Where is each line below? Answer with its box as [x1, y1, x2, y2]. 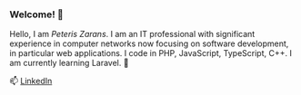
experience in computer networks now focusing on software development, [9, 38, 289, 49]
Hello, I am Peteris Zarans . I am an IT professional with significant [9, 29, 256, 40]
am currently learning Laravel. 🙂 [9, 58, 129, 69]
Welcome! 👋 [9, 8, 64, 21]
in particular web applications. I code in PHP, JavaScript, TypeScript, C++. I [9, 48, 293, 59]
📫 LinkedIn [9, 76, 53, 87]
